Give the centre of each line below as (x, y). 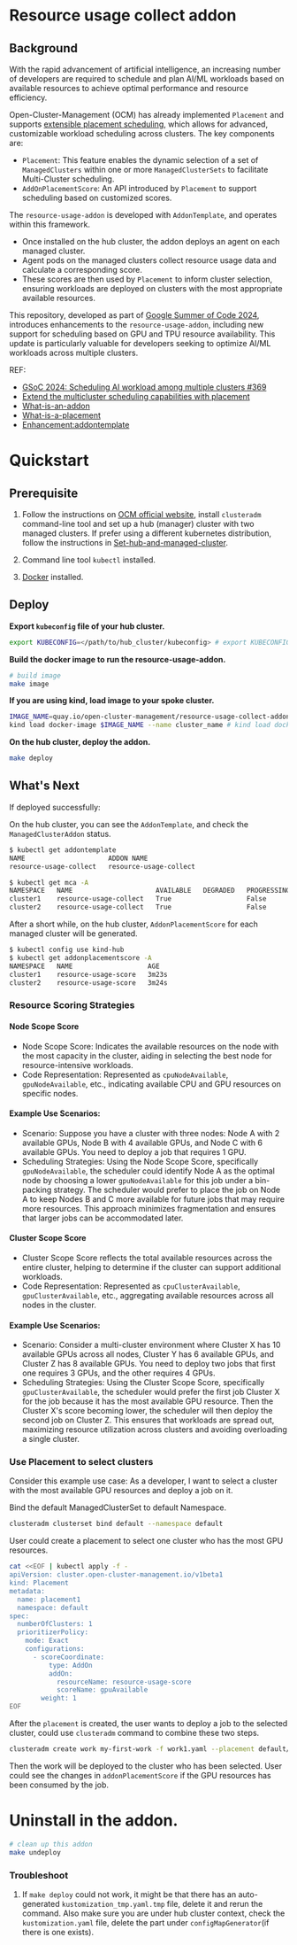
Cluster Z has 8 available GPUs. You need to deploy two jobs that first (148, 1364)
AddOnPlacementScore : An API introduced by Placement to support (139, 188)
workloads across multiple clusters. (74, 353)
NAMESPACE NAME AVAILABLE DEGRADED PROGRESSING (150, 891)
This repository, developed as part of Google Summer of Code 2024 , (134, 315)
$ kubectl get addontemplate (63, 850)
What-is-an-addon (56, 406)
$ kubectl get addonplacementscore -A (80, 957)
